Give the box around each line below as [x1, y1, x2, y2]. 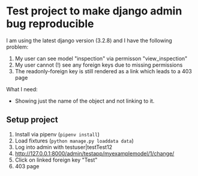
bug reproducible [6, 17, 94, 31]
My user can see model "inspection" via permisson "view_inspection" [14, 55, 188, 62]
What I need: [6, 85, 38, 93]
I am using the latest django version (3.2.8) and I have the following [6, 37, 172, 44]
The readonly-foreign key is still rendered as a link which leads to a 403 [14, 67, 192, 74]
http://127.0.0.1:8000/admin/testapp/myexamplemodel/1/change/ [14, 150, 175, 157]
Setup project [6, 115, 58, 125]
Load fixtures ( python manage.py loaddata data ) [14, 137, 134, 144]
